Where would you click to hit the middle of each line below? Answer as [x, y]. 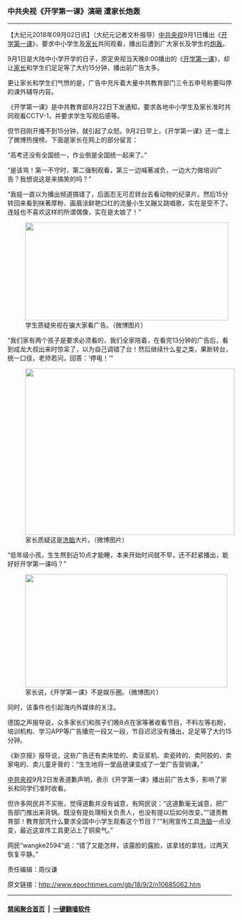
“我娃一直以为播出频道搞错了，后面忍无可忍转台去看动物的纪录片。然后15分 [118, 195]
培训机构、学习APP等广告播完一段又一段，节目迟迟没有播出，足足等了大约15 [120, 731]
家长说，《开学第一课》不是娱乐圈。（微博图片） [94, 692]
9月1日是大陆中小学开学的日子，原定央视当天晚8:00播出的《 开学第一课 [111, 59]
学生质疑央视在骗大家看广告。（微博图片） [86, 325]
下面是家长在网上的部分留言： [95, 140]
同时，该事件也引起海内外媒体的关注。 [63, 708]
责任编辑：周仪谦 [32, 869]
